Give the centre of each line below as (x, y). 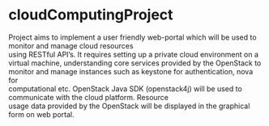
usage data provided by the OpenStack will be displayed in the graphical (129, 106)
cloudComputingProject (91, 15)
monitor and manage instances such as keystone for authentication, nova (131, 71)
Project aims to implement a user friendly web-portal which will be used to (132, 37)
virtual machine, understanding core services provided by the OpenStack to (135, 63)
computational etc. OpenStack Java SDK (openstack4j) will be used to (126, 88)
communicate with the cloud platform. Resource (88, 97)
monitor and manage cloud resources (71, 45)
